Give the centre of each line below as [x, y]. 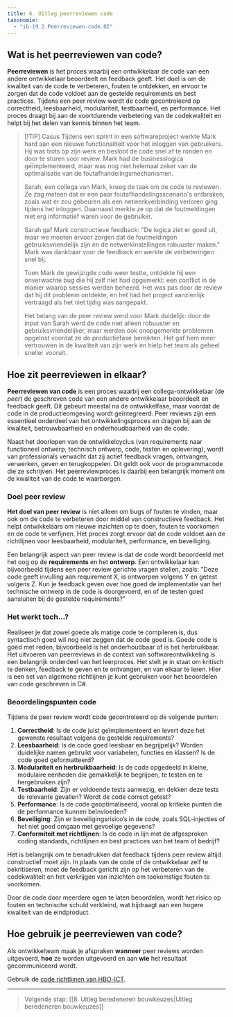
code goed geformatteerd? [56, 760]
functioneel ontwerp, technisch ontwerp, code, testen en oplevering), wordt [115, 449]
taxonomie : [23, 20]
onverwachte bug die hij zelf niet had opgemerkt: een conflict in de [120, 280]
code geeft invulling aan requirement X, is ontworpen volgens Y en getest [112, 577]
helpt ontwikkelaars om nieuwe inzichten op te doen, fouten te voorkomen [113, 527]
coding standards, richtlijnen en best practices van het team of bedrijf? [119, 841]
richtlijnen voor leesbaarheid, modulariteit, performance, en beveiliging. [109, 541]
